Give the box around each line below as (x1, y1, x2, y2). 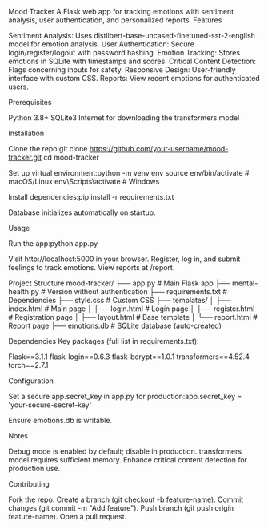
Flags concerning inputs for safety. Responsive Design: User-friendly (8, 65, 236, 75)
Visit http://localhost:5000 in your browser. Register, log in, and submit (8, 254, 241, 264)
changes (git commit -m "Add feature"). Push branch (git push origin (8, 503, 234, 512)
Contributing (8, 479, 50, 488)
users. (8, 82, 30, 91)
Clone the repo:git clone (8, 144, 88, 153)
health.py (8, 287, 40, 296)
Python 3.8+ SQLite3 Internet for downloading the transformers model (8, 113, 240, 123)
